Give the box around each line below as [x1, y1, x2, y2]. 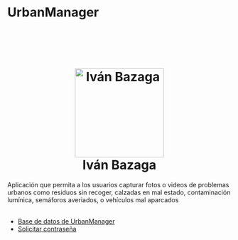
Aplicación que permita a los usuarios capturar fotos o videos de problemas [7, 180, 229, 189]
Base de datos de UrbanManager [17, 216, 115, 225]
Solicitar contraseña [17, 224, 77, 233]
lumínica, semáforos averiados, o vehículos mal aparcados [7, 195, 179, 204]
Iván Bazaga [82, 157, 156, 173]
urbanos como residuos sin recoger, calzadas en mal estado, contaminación [7, 188, 231, 197]
